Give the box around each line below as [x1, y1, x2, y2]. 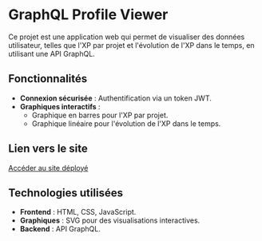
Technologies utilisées [8, 186, 124, 200]
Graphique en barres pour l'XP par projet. [31, 110, 169, 120]
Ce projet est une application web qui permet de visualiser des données [8, 32, 245, 41]
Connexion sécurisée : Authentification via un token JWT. [19, 93, 212, 103]
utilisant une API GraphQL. [8, 49, 96, 58]
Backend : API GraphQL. [19, 224, 101, 234]
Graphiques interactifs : [19, 101, 101, 111]
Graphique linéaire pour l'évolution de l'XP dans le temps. [31, 118, 221, 128]
